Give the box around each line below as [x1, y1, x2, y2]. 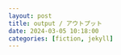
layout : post [8, 11, 52, 20]
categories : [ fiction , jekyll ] [8, 34, 114, 43]
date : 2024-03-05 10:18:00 [8, 27, 99, 35]
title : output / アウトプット [8, 19, 102, 27]
